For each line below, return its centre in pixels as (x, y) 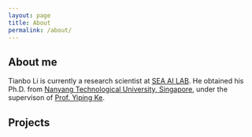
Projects (29, 122)
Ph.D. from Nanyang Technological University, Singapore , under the (118, 89)
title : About (30, 23)
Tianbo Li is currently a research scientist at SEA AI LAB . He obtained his (126, 81)
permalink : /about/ (40, 30)
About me (33, 62)
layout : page (30, 15)
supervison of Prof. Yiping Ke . (56, 98)
